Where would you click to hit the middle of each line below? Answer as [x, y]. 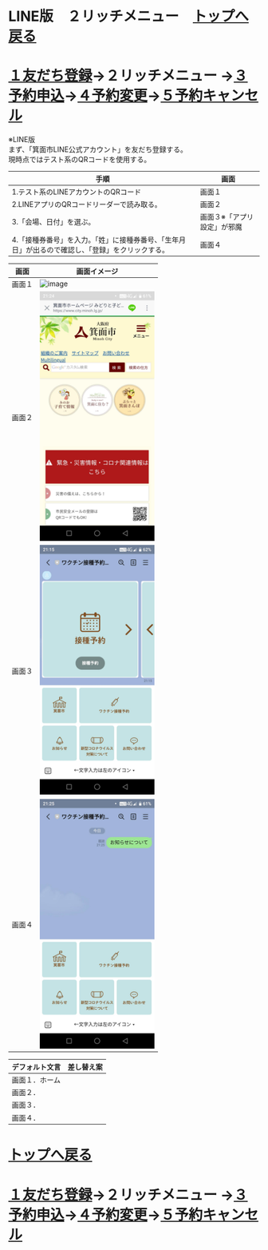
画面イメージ [97, 271]
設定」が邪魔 [221, 227]
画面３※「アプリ [227, 217]
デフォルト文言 [36, 1066]
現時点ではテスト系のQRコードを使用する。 [80, 160]
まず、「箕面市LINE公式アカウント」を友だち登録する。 [98, 149]
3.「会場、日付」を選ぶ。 [53, 222]
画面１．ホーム [36, 1080]
